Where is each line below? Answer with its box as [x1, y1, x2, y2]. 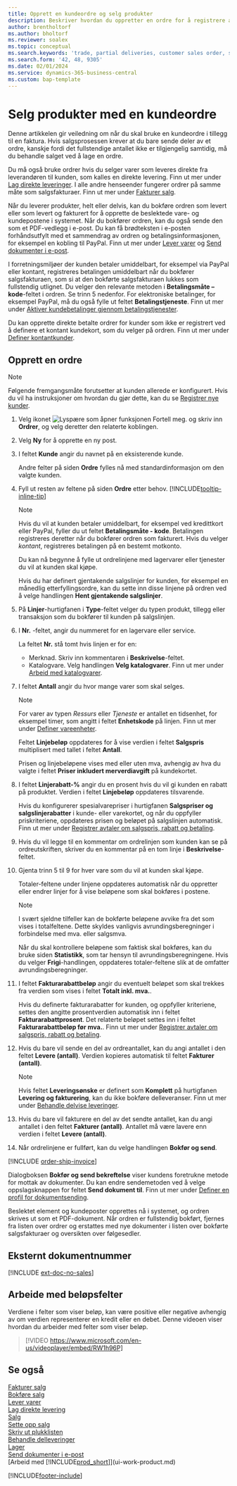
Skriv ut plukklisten [8, 1428, 63, 1436]
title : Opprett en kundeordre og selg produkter [8, 10, 153, 18]
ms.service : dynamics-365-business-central [8, 69, 138, 76]
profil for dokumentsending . [8, 1193, 89, 1201]
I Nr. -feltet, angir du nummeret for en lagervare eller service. [18, 626, 196, 635]
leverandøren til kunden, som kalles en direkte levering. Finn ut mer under [8, 173, 222, 182]
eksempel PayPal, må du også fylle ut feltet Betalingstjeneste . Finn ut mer [8, 297, 224, 306]
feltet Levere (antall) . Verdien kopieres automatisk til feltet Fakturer [18, 1051, 214, 1060]
